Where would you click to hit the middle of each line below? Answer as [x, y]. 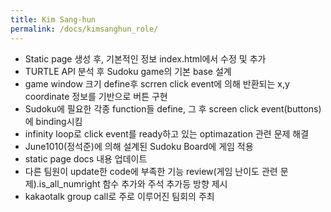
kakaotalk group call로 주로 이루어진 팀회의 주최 [119, 196]
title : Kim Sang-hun [53, 19]
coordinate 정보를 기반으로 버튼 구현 [96, 96]
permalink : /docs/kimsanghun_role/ [84, 29]
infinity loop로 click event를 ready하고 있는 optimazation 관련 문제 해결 [167, 133]
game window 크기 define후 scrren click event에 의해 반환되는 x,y [157, 83]
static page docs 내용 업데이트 [86, 158]
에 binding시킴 [53, 121]
